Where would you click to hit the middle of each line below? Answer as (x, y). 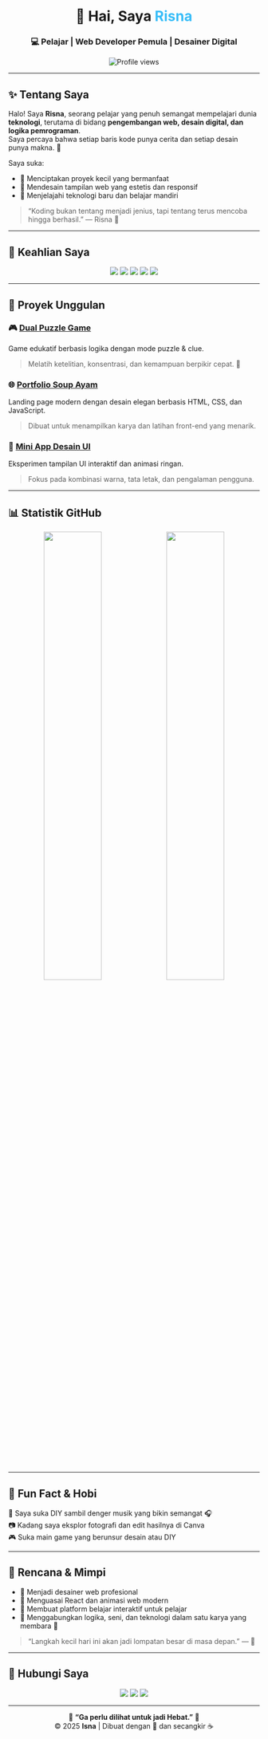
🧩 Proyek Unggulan (57, 305)
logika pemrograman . (45, 131)
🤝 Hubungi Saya (49, 1674)
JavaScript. (27, 411)
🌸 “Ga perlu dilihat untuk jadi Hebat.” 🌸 (134, 1717)
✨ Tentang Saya (49, 95)
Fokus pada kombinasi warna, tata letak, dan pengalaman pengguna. (141, 479)
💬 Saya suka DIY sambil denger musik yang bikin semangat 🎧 (110, 1513)
